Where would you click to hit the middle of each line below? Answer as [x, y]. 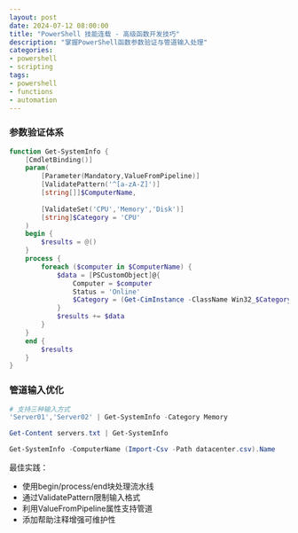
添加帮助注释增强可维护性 [69, 520]
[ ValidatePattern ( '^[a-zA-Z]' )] [101, 184]
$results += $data [90, 317]
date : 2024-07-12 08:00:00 [59, 26]
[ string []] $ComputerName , [89, 193]
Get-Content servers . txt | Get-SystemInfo [89, 434]
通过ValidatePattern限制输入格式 [81, 498]
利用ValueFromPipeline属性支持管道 [87, 509]
